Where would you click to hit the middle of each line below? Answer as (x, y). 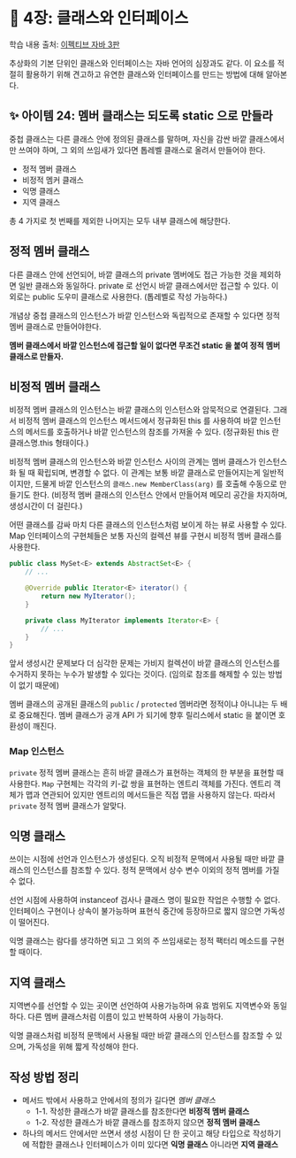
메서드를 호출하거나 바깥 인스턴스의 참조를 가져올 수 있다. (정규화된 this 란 (152, 432)
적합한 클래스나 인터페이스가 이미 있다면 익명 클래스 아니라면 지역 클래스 (155, 1144)
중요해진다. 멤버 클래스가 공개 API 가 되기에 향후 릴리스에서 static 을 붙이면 (147, 715)
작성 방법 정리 (44, 1077)
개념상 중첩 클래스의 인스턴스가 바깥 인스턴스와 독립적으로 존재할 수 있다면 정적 (145, 315)
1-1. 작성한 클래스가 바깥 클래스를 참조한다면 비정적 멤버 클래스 (142, 1111)
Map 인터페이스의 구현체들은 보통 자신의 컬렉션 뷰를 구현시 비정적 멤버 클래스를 (146, 536)
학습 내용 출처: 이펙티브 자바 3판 (65, 44)
